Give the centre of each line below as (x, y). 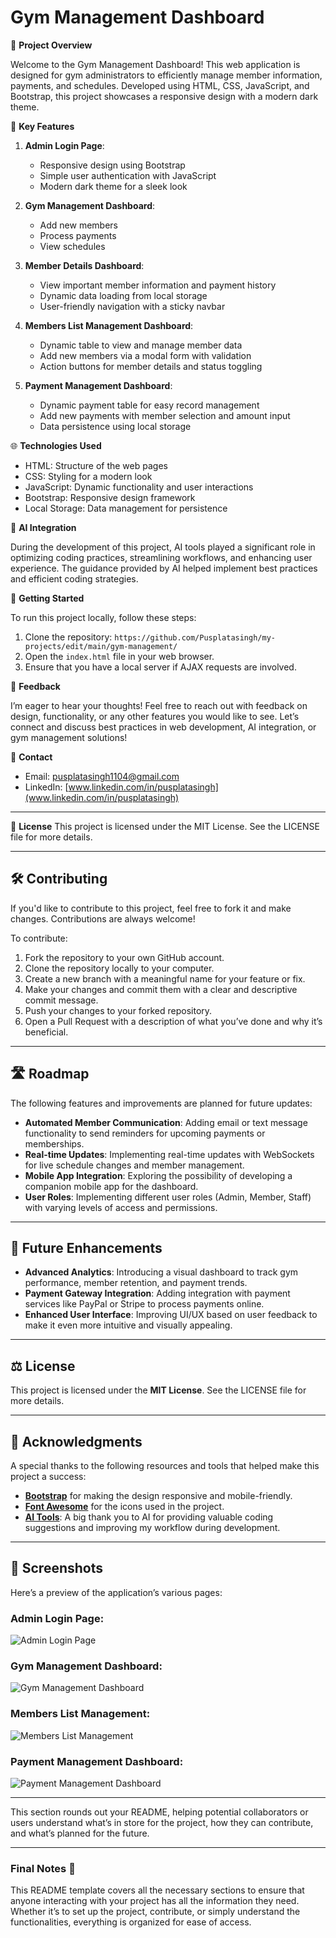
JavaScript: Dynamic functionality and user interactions (139, 487)
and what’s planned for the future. (80, 1833)
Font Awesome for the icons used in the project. (124, 1506)
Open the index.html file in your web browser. (119, 656)
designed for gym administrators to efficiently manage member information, (166, 75)
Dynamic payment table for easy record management (149, 405)
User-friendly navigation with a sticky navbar (132, 306)
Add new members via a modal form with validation (145, 355)
